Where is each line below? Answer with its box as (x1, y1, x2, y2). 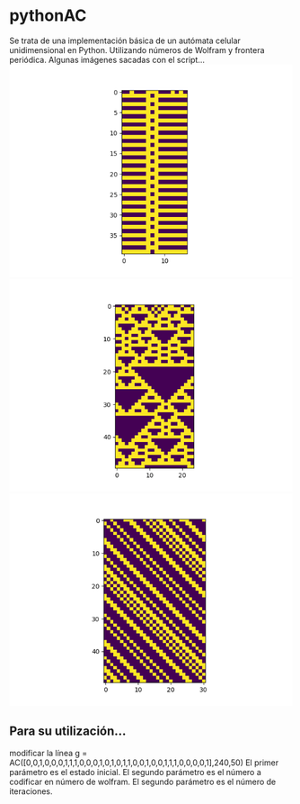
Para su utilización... (9, 724, 127, 739)
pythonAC (9, 5, 87, 26)
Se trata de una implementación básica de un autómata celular (9, 35, 241, 46)
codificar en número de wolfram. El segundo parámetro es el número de (9, 776, 277, 787)
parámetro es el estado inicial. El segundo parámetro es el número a (9, 766, 262, 777)
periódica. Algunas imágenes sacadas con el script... (9, 54, 205, 65)
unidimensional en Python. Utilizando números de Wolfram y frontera (9, 44, 265, 55)
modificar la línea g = (9, 747, 88, 758)
